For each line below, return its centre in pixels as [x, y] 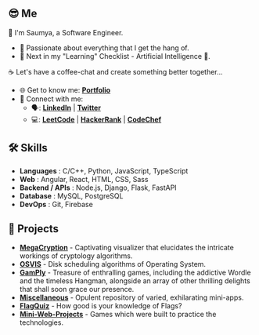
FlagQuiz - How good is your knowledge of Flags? [101, 306]
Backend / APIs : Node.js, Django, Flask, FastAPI [98, 188]
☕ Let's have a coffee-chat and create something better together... [115, 71]
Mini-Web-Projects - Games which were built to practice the [118, 315]
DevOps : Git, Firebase [56, 204]
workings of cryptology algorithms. [76, 256]
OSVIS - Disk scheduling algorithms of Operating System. [112, 264]
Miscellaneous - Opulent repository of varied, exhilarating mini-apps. [131, 297]
